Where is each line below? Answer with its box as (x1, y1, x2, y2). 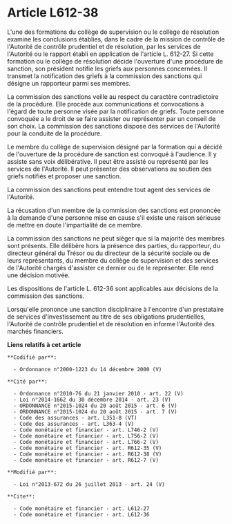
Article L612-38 (7, 5, 99, 21)
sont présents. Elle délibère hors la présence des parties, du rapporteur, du (7, 241, 221, 250)
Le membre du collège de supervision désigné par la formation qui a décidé (7, 142, 223, 151)
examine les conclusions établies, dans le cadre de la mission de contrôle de (7, 35, 225, 43)
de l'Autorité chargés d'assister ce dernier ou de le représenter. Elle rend (7, 263, 214, 272)
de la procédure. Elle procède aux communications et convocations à (7, 100, 204, 108)
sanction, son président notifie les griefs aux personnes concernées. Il (7, 64, 208, 73)
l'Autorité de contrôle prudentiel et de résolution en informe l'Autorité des (7, 319, 215, 328)
